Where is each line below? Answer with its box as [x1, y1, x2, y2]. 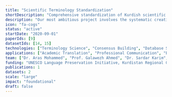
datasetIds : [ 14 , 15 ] [5, 41, 52, 46]
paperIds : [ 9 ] [5, 36, 36, 42]
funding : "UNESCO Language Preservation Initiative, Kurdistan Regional [5, 60, 164, 65]
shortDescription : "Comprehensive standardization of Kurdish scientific [5, 12, 166, 17]
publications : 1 [5, 65, 40, 70]
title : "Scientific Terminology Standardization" [5, 7, 114, 13]
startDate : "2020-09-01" [5, 31, 58, 36]
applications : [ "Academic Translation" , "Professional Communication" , [5, 50, 161, 55]
